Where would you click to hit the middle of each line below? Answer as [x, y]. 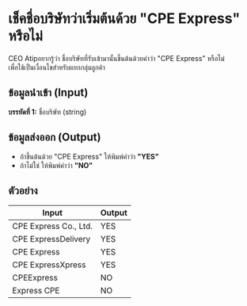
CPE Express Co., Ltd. [53, 226]
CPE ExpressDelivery [51, 239]
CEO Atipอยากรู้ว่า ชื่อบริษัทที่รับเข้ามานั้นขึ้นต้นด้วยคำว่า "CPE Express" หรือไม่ [116, 58]
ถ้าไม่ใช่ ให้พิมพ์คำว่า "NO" [56, 165]
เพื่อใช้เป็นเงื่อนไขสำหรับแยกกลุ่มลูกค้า [57, 67]
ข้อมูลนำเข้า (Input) [48, 93]
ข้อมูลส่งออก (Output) [55, 138]
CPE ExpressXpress [49, 265]
